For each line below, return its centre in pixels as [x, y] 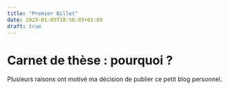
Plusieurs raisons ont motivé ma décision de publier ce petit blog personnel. [115, 79]
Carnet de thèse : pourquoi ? [90, 60]
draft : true [24, 26]
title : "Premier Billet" [43, 13]
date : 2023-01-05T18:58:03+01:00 [55, 20]
